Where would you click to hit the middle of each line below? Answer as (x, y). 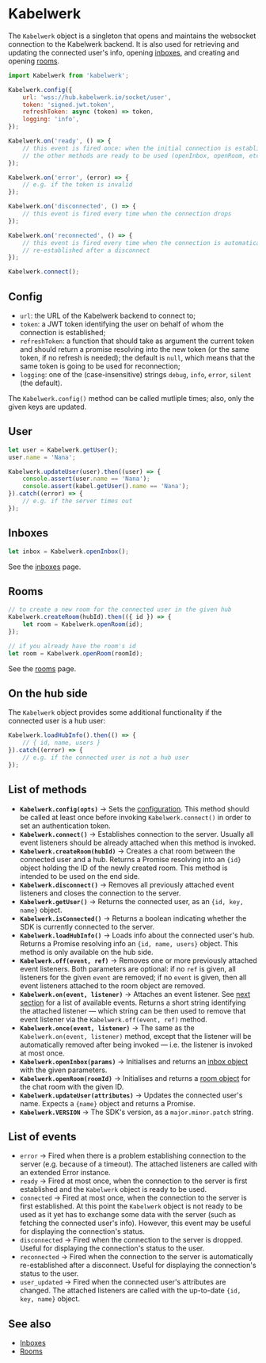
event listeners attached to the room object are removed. (112, 985)
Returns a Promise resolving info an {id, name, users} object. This (129, 943)
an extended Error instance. (65, 1173)
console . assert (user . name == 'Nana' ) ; (86, 479)
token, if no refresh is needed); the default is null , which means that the (137, 358)
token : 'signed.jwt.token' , (68, 105)
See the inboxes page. (45, 567)
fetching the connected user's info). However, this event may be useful (135, 1223)
